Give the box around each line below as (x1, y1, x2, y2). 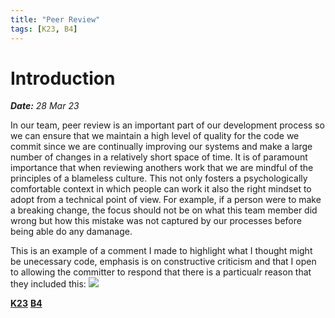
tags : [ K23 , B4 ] (10, 24, 78, 34)
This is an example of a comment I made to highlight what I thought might (10, 245, 313, 257)
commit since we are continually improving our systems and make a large (10, 141, 313, 153)
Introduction (10, 67, 116, 90)
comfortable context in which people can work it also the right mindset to (10, 183, 312, 195)
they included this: (10, 278, 87, 290)
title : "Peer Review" (10, 14, 101, 25)
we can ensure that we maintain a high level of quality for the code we (10, 130, 300, 142)
